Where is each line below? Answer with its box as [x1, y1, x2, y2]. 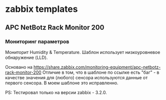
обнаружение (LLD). [5, 54, 48, 60]
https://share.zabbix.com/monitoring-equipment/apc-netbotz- [33, 64, 161, 70]
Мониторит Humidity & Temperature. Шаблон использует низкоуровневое [5, 49, 161, 55]
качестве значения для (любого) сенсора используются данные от [5, 74, 148, 80]
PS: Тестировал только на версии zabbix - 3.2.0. [5, 89, 108, 95]
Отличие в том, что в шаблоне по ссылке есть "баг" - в [42, 69, 160, 75]
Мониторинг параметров [5, 38, 69, 45]
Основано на [5, 64, 33, 70]
